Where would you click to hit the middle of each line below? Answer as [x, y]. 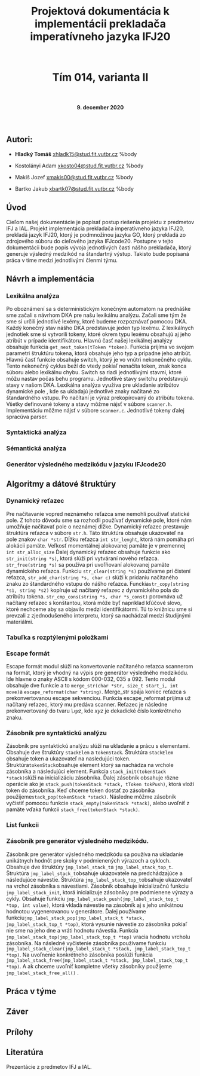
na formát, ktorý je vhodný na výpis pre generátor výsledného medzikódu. [97, 673]
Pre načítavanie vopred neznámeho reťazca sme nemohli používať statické [98, 513]
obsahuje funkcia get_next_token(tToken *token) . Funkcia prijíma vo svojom [100, 347]
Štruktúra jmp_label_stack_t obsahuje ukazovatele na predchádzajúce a [95, 873]
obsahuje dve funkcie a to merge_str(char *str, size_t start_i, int [92, 686]
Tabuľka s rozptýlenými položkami [57, 637]
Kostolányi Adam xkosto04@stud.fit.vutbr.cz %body [79, 166]
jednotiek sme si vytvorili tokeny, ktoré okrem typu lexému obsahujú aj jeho [99, 334]
